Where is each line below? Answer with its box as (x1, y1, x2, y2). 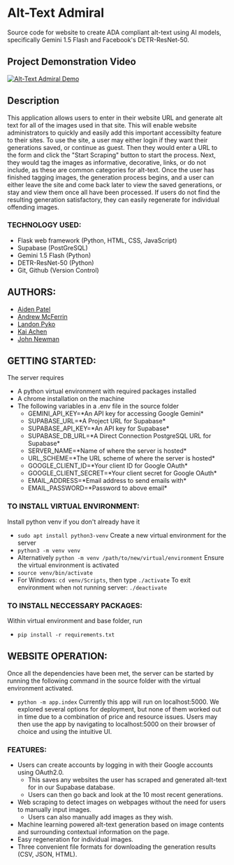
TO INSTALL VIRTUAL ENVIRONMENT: (7, 501, 140, 511)
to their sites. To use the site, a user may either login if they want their (7, 135, 208, 144)
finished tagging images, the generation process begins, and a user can (7, 173, 214, 182)
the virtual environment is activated (17, 561, 119, 569)
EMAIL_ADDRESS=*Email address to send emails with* (27, 477, 187, 485)
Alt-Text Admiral (7, 5, 105, 21)
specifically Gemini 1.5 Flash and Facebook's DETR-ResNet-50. (7, 35, 190, 43)
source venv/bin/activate (17, 569, 93, 576)
